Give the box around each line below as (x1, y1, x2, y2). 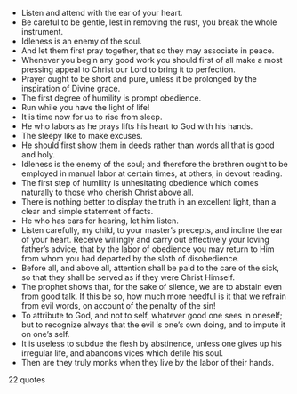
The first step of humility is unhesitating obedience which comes (20, 178, 259, 188)
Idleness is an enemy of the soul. (20, 36, 143, 46)
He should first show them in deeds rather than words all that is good (20, 140, 275, 150)
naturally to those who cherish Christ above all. (20, 187, 195, 197)
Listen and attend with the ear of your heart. (20, 8, 183, 18)
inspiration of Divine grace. (20, 84, 121, 93)
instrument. (20, 27, 64, 36)
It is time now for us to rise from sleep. (20, 111, 163, 122)
